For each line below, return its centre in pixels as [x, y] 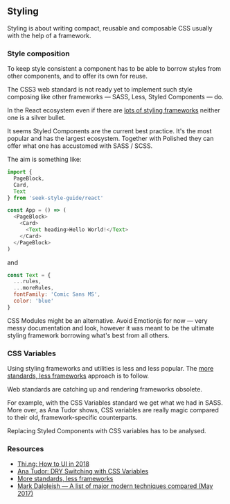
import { [20, 172]
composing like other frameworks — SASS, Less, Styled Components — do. [115, 97]
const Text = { [29, 275]
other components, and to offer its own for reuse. [77, 76]
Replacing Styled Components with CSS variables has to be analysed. [107, 431]
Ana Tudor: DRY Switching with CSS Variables [83, 471]
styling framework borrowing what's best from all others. [88, 335]
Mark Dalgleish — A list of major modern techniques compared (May [115, 486]
